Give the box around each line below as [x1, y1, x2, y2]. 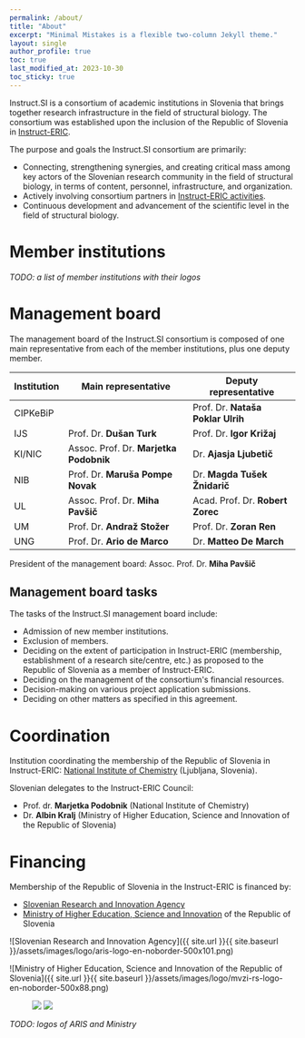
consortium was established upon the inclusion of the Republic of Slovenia [9, 116, 289, 127]
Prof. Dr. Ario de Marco [67, 535, 170, 548]
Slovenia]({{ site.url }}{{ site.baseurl [9, 973, 143, 984]
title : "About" [9, 22, 67, 31]
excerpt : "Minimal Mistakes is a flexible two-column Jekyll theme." [9, 30, 279, 39]
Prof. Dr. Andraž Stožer [67, 519, 170, 532]
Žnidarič [192, 479, 230, 491]
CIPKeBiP [14, 406, 54, 419]
